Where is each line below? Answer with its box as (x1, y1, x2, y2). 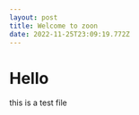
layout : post (9, 12, 58, 22)
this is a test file (9, 97, 67, 108)
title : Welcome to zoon (9, 21, 99, 30)
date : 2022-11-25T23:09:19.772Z (9, 29, 130, 38)
